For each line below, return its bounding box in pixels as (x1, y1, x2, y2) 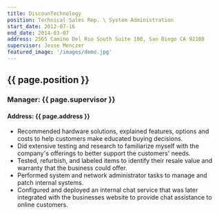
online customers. (17, 201, 69, 209)
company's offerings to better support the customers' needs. (17, 149, 191, 157)
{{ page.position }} (7, 74, 90, 86)
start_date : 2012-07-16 (7, 23, 76, 30)
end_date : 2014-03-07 (7, 29, 70, 37)
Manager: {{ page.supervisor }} (7, 95, 116, 104)
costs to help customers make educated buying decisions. (17, 135, 183, 143)
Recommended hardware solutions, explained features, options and (17, 127, 209, 135)
